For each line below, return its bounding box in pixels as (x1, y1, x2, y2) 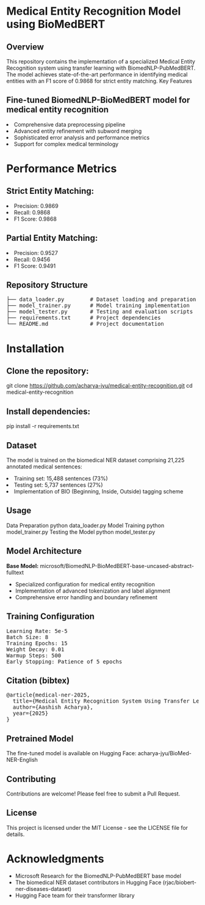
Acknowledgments (6, 852, 105, 866)
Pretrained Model (6, 733, 74, 744)
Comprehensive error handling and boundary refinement (15, 593, 157, 600)
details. (6, 830, 25, 838)
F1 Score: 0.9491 (14, 262, 56, 270)
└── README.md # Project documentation (6, 320, 165, 328)
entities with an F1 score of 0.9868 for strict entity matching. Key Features (6, 78, 192, 84)
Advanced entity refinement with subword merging (14, 127, 142, 135)
